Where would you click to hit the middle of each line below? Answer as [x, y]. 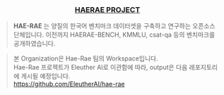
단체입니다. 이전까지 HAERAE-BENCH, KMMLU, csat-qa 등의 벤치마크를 [114, 35]
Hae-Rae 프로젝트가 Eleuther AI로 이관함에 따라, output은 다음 [100, 68]
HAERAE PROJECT [107, 10]
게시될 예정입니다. [46, 76]
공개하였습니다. [34, 44]
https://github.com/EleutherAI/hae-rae [69, 84]
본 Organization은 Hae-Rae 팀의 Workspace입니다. [86, 58]
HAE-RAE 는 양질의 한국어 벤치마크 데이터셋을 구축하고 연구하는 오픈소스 [114, 26]
